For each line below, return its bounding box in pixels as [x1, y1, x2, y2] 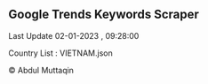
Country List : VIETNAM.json [8, 48, 113, 58]
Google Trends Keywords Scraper [8, 7, 199, 22]
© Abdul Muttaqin [8, 65, 75, 75]
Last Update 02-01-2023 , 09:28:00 [8, 30, 140, 41]
